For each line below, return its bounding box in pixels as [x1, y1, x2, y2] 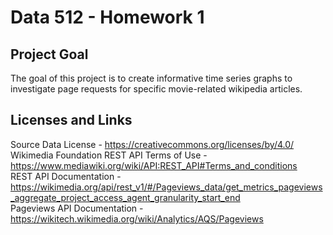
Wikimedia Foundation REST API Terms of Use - [10, 149, 208, 161]
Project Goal [10, 46, 89, 63]
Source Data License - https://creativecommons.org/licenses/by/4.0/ [10, 138, 295, 150]
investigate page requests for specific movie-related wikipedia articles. [10, 83, 303, 95]
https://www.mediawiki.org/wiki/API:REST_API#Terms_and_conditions [10, 159, 298, 171]
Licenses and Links [10, 112, 133, 129]
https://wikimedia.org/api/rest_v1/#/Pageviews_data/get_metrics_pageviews [10, 181, 323, 193]
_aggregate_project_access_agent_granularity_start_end [10, 191, 241, 203]
